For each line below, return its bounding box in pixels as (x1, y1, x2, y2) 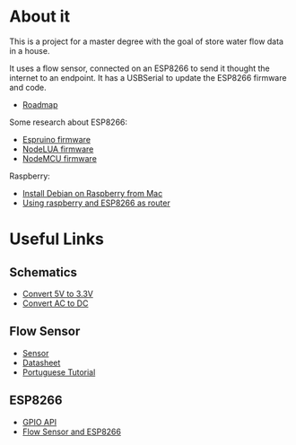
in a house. (9, 45, 50, 56)
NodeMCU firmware (22, 153, 97, 163)
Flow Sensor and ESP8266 (22, 426, 121, 437)
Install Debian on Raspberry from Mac (22, 188, 163, 198)
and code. (9, 82, 47, 92)
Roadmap (22, 99, 58, 109)
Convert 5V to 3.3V (22, 288, 94, 299)
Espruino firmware (22, 134, 91, 144)
